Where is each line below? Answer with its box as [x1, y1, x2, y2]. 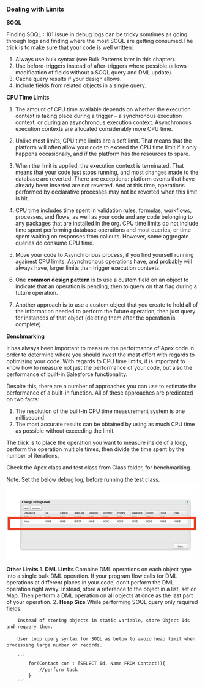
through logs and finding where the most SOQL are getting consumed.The [6, 37, 193, 45]
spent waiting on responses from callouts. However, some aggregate [15, 233, 189, 240]
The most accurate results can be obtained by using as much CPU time [15, 420, 195, 428]
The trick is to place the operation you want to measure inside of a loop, [6, 439, 188, 447]
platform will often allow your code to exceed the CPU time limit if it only [15, 144, 197, 151]
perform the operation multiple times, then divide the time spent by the [6, 446, 185, 453]
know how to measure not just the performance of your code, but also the [6, 364, 193, 372]
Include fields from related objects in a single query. [15, 82, 147, 89]
